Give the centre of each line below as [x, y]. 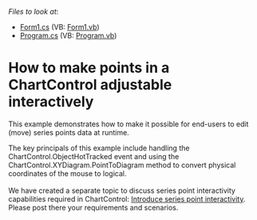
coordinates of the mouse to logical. [67, 173]
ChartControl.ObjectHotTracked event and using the [94, 156]
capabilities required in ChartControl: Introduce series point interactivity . [127, 198]
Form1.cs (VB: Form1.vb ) [59, 27]
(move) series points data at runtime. [69, 132]
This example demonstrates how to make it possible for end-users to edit [128, 124]
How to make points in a [89, 68]
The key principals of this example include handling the [99, 148]
